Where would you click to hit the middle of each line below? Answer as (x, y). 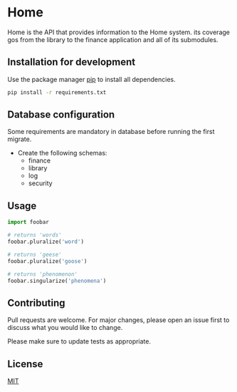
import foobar (28, 222)
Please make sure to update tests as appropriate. (79, 341)
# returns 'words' (35, 235)
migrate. (20, 139)
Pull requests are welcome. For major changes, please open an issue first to (118, 320)
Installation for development (72, 62)
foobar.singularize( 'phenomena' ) (57, 281)
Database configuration (61, 115)
